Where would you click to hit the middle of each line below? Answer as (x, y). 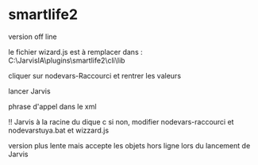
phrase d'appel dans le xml (52, 106)
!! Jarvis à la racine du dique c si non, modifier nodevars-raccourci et (121, 121)
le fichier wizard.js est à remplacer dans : (75, 52)
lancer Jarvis (29, 91)
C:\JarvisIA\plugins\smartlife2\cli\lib (67, 60)
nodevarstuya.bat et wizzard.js (59, 130)
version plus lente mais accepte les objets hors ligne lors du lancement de (129, 145)
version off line (33, 36)
